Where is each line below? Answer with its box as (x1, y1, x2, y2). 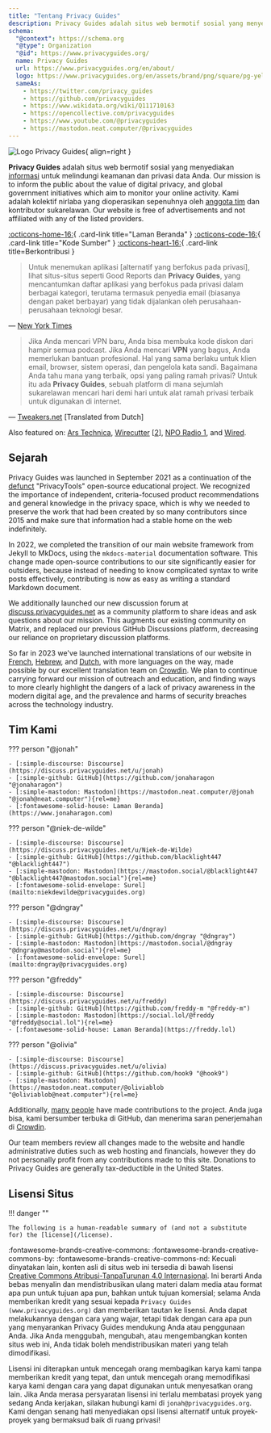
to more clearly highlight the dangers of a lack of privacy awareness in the (8, 682, 256, 692)
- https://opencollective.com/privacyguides (23, 110, 175, 118)
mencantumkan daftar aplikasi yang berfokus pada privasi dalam (27, 279, 244, 289)
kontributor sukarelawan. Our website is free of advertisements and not (8, 205, 246, 215)
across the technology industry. (8, 699, 114, 709)
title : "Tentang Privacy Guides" (8, 11, 121, 20)
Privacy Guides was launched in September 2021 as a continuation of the (8, 472, 252, 482)
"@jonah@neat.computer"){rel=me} (8, 795, 121, 803)
